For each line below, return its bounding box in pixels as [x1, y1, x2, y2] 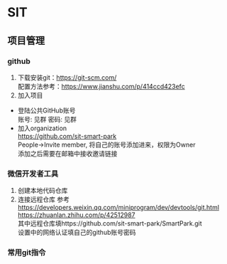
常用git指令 [7, 248, 46, 258]
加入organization [17, 124, 67, 132]
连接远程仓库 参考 [17, 195, 70, 204]
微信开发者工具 [7, 169, 59, 179]
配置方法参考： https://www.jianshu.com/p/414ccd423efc [17, 82, 186, 90]
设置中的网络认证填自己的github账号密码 [17, 228, 136, 237]
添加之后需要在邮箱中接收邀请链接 [17, 149, 118, 157]
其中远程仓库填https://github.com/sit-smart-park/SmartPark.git [17, 219, 202, 228]
